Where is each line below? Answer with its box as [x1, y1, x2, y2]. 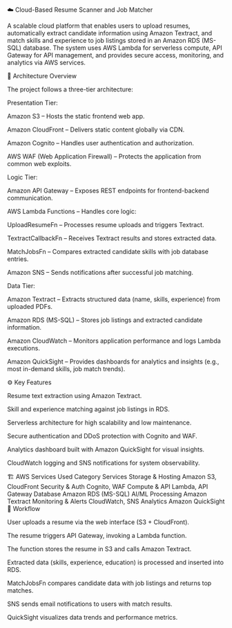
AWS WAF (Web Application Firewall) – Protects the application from [7, 152, 202, 161]
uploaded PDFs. [7, 303, 53, 310]
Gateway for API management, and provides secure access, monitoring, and [7, 51, 224, 59]
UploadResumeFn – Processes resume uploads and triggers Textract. [7, 221, 204, 228]
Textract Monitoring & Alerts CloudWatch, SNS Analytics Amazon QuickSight [7, 497, 225, 505]
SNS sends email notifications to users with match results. [7, 600, 173, 608]
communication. [7, 194, 53, 202]
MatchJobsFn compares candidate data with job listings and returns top [7, 579, 212, 587]
